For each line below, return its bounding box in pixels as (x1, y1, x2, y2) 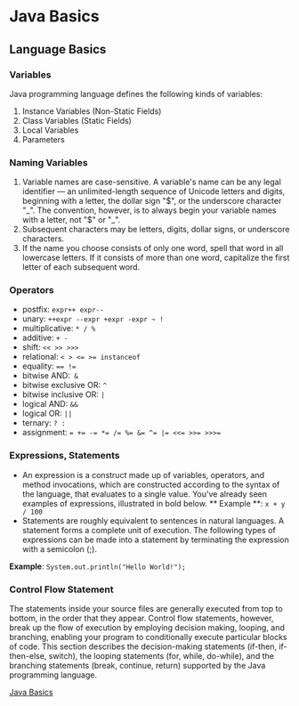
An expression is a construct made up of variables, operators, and (21, 469, 265, 480)
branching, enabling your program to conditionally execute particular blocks (9, 632, 287, 643)
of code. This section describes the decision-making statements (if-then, (9, 641, 278, 652)
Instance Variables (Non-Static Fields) (21, 105, 162, 117)
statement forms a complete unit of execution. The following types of (21, 524, 276, 535)
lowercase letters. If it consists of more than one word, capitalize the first (21, 252, 290, 264)
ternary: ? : (21, 418, 66, 428)
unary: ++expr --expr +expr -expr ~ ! (21, 313, 165, 324)
